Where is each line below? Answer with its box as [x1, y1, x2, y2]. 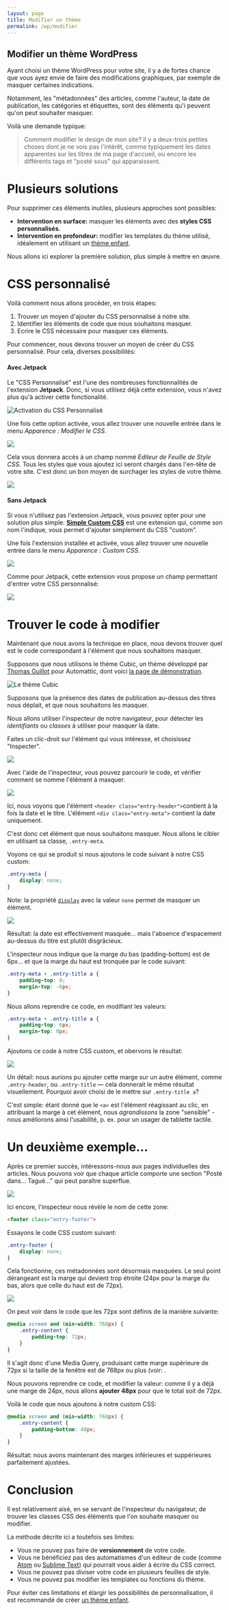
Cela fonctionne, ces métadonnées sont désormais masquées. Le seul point [7, 1266, 221, 1275]
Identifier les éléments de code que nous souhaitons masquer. [16, 320, 193, 328]
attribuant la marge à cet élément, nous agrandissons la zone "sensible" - [7, 1108, 215, 1116]
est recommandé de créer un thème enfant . [7, 1596, 130, 1605]
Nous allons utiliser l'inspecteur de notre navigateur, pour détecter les [7, 714, 204, 723]
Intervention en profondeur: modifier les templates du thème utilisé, [16, 232, 211, 240]
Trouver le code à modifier [7, 616, 160, 632]
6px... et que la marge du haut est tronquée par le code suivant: [7, 957, 187, 965]
